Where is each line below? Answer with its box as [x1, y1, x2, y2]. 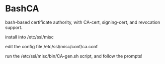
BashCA [5, 3, 39, 14]
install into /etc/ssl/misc [5, 34, 54, 40]
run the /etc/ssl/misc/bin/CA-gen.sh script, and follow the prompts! [5, 53, 143, 59]
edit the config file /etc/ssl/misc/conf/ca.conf [5, 43, 98, 49]
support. [5, 24, 23, 30]
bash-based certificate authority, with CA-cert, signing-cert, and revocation [5, 19, 161, 25]
